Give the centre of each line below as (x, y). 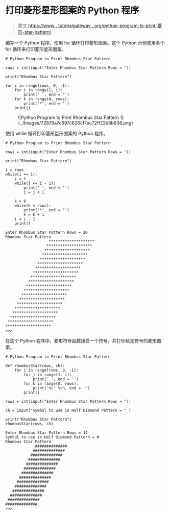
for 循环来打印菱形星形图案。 (36, 49)
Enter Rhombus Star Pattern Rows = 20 (46, 232)
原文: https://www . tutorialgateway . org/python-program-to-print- (88, 26)
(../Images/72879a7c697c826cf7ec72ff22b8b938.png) (76, 122)
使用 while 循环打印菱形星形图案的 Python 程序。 (57, 133)
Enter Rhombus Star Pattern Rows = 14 (46, 433)
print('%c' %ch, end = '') (61, 388)
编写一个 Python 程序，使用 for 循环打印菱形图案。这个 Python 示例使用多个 (85, 43)
